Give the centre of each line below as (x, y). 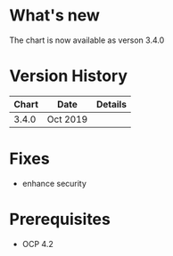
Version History (68, 76)
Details (112, 104)
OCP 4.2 (37, 244)
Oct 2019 (67, 119)
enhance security (54, 183)
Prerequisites (60, 220)
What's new (55, 16)
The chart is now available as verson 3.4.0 (87, 40)
